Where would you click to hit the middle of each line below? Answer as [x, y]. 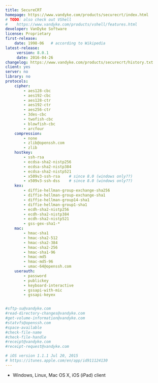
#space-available [24, 327]
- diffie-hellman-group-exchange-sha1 [65, 195]
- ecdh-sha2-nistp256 [46, 209]
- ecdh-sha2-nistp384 [46, 214]
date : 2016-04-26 [35, 57]
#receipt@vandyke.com [28, 342]
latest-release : [22, 48]
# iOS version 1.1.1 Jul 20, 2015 [42, 356]
